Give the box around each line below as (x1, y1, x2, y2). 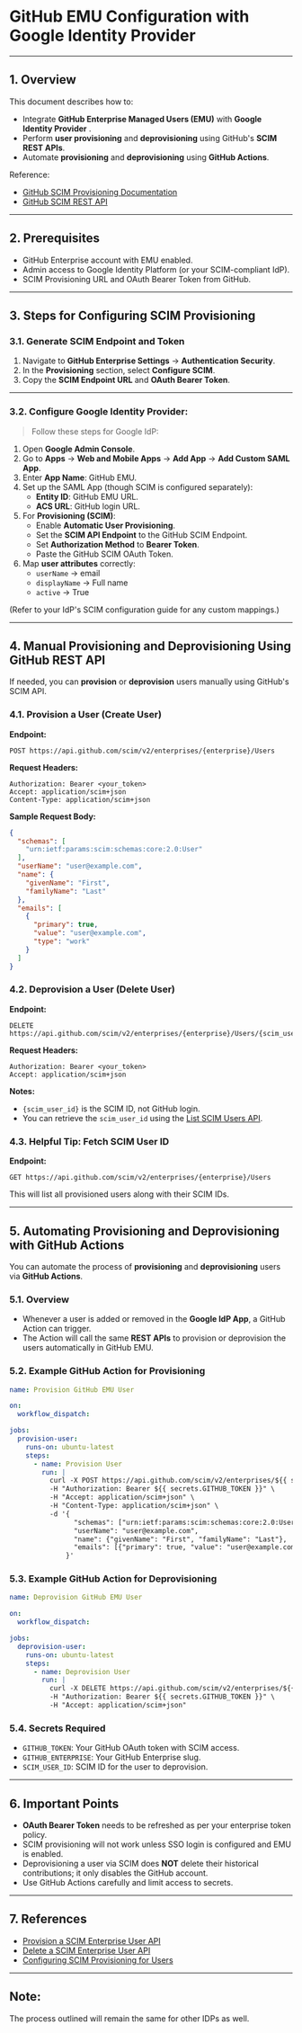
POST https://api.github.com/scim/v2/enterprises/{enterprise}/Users (9, 746, 276, 755)
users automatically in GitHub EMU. (22, 1342, 155, 1353)
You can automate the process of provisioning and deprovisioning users (9, 1261, 281, 1271)
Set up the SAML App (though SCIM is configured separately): (22, 481, 253, 492)
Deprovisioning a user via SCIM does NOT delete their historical (22, 1859, 259, 1869)
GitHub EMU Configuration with (9, 6, 250, 27)
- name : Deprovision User (32, 1667, 130, 1676)
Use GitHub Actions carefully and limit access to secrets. (22, 1877, 234, 1888)
